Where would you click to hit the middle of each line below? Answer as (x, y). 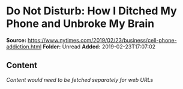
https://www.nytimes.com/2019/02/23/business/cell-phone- (102, 40)
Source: (16, 40)
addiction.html (24, 47)
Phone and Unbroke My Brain (80, 24)
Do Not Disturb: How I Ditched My (91, 11)
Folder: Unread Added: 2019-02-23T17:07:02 (99, 47)
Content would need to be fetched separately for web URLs (80, 79)
